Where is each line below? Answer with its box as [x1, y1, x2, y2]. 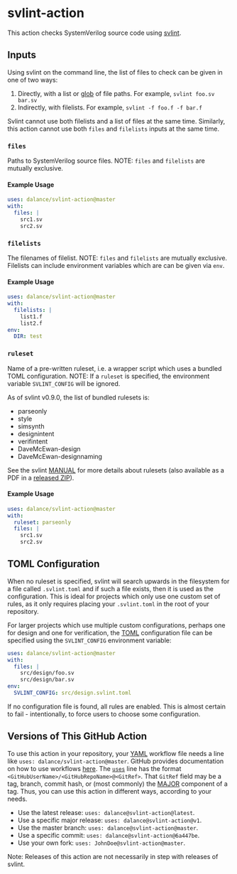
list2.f [20, 320, 43, 327]
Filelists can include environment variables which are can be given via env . [7, 261, 225, 269]
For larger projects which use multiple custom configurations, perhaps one [7, 620, 226, 630]
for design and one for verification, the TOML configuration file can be [7, 628, 213, 637]
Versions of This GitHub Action [7, 730, 148, 743]
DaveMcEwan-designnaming [17, 452, 103, 460]
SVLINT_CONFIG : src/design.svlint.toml [13, 689, 132, 697]
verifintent [17, 437, 48, 446]
